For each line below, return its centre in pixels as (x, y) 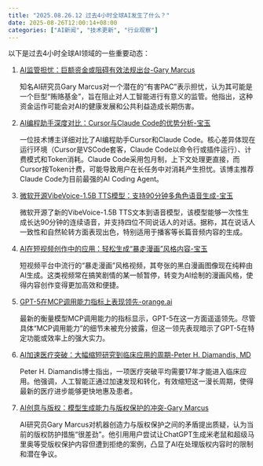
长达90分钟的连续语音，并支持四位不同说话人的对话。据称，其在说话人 (141, 222)
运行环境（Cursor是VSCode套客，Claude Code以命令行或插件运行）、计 (135, 149)
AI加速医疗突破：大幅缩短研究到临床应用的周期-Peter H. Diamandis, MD (135, 355)
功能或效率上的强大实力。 (68, 338)
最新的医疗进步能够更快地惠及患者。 (78, 391)
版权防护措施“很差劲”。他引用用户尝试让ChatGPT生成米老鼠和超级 (141, 435)
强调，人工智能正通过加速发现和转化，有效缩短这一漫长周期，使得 (147, 381)
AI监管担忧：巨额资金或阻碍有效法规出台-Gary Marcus (107, 70)
